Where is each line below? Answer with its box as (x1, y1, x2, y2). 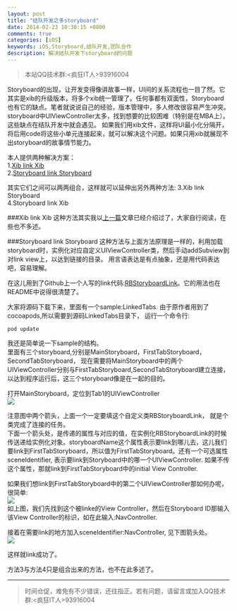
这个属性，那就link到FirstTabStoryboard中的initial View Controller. (7, 464, 199, 472)
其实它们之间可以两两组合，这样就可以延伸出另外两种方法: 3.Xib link (7, 183, 205, 192)
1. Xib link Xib (7, 161, 44, 170)
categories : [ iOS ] (7, 37, 61, 44)
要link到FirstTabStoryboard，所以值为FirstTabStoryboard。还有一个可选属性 (7, 446, 229, 455)
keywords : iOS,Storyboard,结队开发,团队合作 (7, 43, 132, 50)
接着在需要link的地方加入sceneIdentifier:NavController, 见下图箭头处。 (7, 528, 212, 536)
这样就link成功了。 (7, 549, 61, 559)
